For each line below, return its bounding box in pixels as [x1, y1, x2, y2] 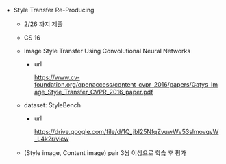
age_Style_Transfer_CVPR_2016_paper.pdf [34, 88, 153, 96]
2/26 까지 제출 [23, 20, 63, 28]
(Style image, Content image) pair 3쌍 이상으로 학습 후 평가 [23, 149, 187, 156]
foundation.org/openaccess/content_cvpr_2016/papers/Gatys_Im [34, 81, 218, 88]
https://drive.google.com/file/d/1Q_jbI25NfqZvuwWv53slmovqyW [34, 128, 219, 135]
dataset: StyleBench [23, 101, 81, 109]
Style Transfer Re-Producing [13, 6, 95, 14]
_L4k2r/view [34, 135, 69, 143]
